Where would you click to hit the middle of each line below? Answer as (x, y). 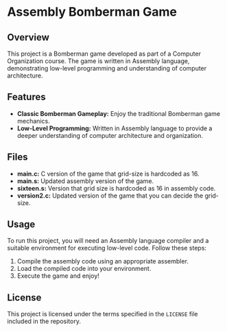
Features (26, 97)
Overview (28, 37)
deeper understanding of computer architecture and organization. (110, 135)
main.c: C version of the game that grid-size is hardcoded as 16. (108, 174)
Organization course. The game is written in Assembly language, (98, 61)
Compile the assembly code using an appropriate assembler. (103, 261)
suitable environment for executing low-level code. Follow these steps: (107, 248)
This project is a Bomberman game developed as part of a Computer (104, 54)
